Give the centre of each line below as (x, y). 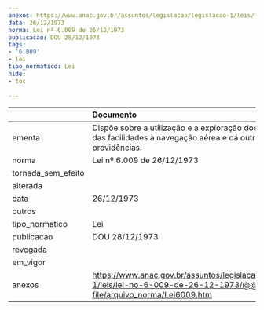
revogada (29, 250)
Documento (115, 115)
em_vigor (29, 262)
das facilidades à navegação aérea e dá (165, 138)
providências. (117, 148)
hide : (17, 74)
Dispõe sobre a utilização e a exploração (167, 128)
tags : (17, 45)
